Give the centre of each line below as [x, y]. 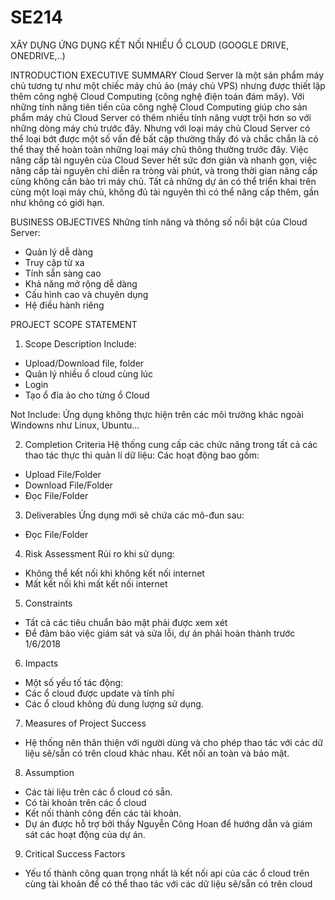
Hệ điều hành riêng [64, 305]
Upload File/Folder [63, 474]
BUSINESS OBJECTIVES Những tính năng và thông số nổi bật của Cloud [159, 222]
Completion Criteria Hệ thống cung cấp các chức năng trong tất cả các [171, 444]
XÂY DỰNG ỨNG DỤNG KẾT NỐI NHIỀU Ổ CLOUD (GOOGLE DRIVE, [150, 45]
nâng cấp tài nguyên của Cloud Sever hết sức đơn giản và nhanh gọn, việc [164, 160]
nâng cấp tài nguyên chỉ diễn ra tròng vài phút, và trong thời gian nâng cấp [164, 170]
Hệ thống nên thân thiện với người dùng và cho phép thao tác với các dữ [173, 742]
